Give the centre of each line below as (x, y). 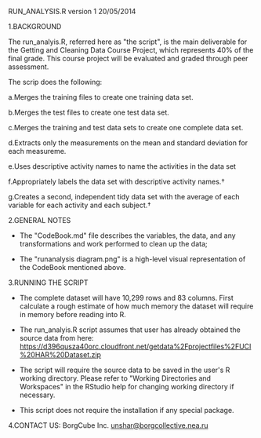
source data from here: (56, 338)
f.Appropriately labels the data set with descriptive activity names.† (116, 181)
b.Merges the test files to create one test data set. (89, 112)
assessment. (29, 67)
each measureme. (37, 151)
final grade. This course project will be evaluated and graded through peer (128, 58)
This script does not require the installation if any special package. (127, 410)
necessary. (37, 395)
